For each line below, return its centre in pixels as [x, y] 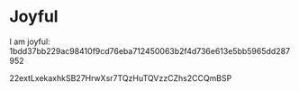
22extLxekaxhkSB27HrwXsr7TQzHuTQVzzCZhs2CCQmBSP [121, 77]
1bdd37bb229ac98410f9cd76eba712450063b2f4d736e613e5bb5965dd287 [150, 50]
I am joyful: [30, 41]
